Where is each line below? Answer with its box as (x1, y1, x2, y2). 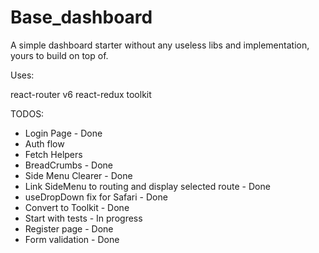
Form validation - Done (24, 233, 120, 245)
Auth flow (24, 137, 65, 150)
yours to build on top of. (10, 49, 109, 61)
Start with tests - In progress (24, 212, 143, 224)
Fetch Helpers (24, 148, 83, 160)
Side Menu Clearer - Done (24, 169, 133, 181)
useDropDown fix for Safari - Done (24, 191, 168, 203)
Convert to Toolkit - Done (24, 201, 130, 213)
